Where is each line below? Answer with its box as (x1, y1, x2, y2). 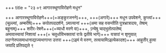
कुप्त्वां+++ (143, 15, 161, 20)
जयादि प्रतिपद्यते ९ (5, 43, 34, 48)
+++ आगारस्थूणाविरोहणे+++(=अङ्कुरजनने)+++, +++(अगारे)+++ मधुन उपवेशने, (5, 15, 142, 20)
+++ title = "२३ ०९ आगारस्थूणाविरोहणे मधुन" (5, 5, 82, 10)
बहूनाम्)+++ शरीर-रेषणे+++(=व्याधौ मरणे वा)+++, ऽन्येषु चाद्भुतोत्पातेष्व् (5, 26, 122, 32)
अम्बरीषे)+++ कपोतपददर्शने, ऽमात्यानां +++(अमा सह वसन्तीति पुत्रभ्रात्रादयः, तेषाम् (19, 20, 147, 26)
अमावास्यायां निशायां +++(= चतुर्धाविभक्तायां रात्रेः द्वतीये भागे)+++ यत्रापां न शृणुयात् (5, 31, 137, 37)
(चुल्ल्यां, (5, 20, 19, 26)
